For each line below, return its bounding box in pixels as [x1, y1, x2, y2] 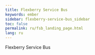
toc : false [5, 21, 28, 26]
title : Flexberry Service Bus [5, 7, 68, 12]
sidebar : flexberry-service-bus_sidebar [5, 16, 91, 21]
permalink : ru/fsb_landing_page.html [5, 26, 84, 31]
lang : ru [5, 30, 23, 35]
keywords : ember [5, 12, 39, 17]
